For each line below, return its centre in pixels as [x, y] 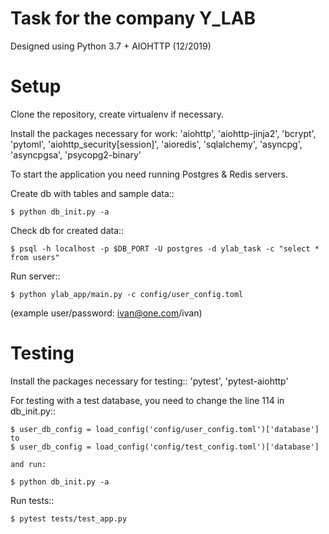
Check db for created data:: [67, 230]
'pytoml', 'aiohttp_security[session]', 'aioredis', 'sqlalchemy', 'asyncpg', [156, 144]
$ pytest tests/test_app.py [69, 518]
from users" [35, 257]
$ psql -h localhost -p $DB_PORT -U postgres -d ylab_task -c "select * [165, 248]
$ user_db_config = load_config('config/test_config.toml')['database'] [165, 447]
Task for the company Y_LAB [133, 18]
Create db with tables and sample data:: [92, 193]
